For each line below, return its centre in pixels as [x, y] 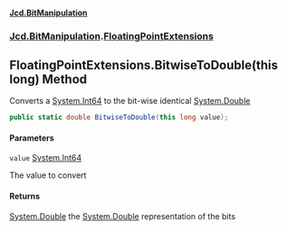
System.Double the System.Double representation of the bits [123, 216]
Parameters [32, 138]
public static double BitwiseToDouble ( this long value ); [119, 117]
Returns [25, 196]
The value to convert [48, 175]
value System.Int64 [46, 158]
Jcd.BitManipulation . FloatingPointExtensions [112, 36]
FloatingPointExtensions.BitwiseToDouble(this [144, 65]
